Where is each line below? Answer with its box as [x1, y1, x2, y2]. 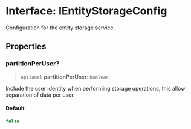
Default [5, 105, 25, 112]
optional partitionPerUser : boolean [20, 73, 109, 80]
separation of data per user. [5, 91, 75, 98]
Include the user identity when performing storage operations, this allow [5, 85, 186, 92]
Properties [5, 41, 47, 52]
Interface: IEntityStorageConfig [5, 4, 167, 18]
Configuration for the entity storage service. [5, 24, 115, 31]
